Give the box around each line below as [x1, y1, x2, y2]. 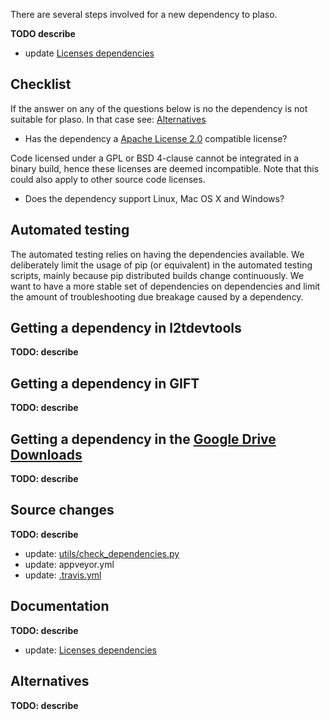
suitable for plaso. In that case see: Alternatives [10, 113, 207, 125]
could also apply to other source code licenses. [10, 173, 206, 185]
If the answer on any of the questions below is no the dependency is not [10, 102, 308, 114]
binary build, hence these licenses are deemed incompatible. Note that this [10, 162, 320, 174]
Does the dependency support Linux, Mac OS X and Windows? [24, 192, 285, 204]
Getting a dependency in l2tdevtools [10, 320, 242, 337]
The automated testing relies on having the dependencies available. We [10, 248, 305, 260]
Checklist [10, 76, 72, 93]
